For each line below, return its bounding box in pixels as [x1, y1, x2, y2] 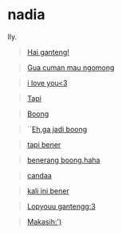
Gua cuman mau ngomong [26, 62, 115, 72]
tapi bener [26, 139, 61, 149]
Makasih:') [26, 216, 62, 226]
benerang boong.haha [26, 155, 100, 165]
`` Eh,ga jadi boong [26, 124, 88, 134]
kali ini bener [26, 185, 69, 196]
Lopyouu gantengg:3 [26, 201, 96, 211]
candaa [26, 170, 53, 180]
